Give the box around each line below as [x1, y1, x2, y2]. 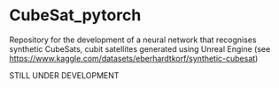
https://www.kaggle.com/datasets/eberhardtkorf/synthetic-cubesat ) [9, 53, 259, 63]
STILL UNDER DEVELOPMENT [9, 70, 120, 80]
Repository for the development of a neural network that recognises [9, 34, 257, 45]
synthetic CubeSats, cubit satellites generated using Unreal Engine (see [9, 43, 271, 54]
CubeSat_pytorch [9, 5, 142, 26]
